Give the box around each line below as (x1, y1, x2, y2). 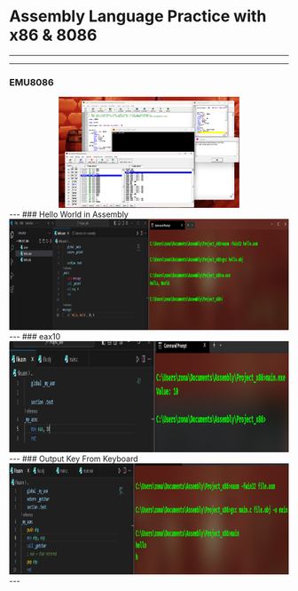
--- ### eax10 (9, 331, 61, 342)
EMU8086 (9, 76, 55, 88)
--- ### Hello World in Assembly (9, 209, 129, 220)
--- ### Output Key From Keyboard (9, 453, 139, 464)
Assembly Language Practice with (9, 6, 267, 27)
